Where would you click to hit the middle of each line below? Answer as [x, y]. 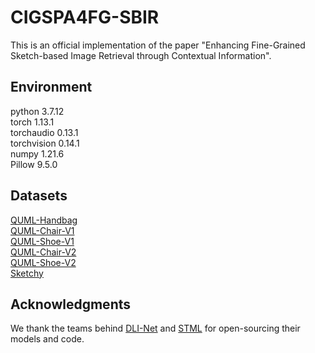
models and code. [47, 339]
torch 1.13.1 [32, 122]
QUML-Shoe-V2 [43, 262]
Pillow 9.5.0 [34, 164]
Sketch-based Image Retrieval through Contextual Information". [141, 55]
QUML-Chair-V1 [42, 230]
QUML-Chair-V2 [43, 252]
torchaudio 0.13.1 [44, 132]
